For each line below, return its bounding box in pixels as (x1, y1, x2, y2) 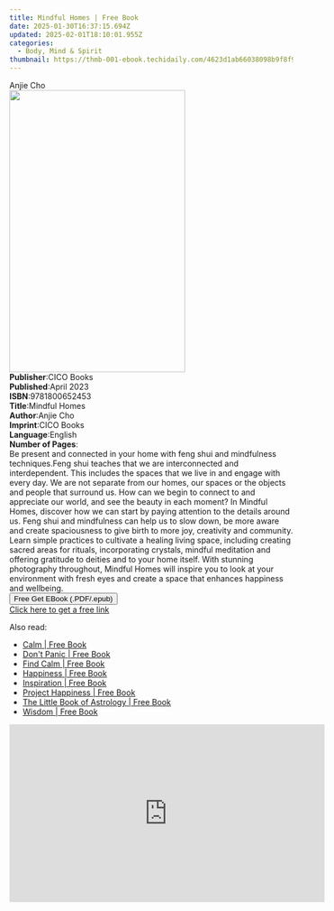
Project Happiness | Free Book (22, 687, 136, 698)
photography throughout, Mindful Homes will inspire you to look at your (9, 563, 275, 574)
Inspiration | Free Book (22, 678, 107, 688)
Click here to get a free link (9, 604, 110, 615)
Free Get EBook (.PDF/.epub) (14, 594, 113, 603)
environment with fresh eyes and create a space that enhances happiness (9, 573, 284, 583)
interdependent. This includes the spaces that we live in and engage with (9, 468, 281, 479)
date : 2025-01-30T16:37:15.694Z (9, 22, 131, 31)
